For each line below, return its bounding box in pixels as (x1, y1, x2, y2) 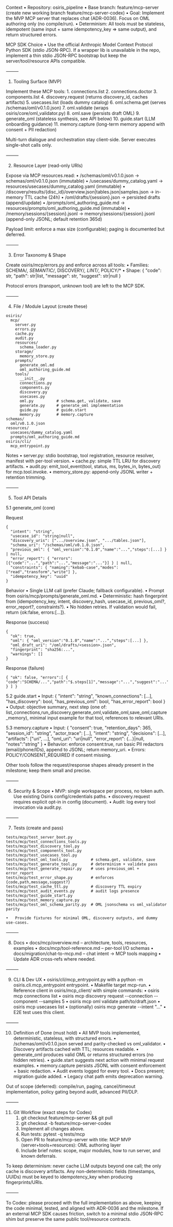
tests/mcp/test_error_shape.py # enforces (6, 875, 114, 880)
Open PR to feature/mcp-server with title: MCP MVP (21, 1137, 131, 1142)
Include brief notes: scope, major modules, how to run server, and (21, 1147, 161, 1154)
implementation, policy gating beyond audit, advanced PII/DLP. (6, 1089, 139, 1095)
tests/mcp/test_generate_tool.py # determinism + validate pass (6, 862, 158, 867)
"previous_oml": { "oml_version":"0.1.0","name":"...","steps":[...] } (10, 547, 167, 552)
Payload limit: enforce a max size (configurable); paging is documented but (6, 226, 165, 232)
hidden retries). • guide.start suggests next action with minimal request (13, 1057, 164, 1063)
